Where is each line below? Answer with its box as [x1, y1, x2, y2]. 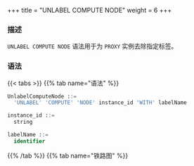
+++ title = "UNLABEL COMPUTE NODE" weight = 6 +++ [7, 6, 172, 14]
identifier [13, 137, 46, 145]
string [13, 119, 33, 126]
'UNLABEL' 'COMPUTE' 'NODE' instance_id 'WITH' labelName [13, 99, 188, 106]
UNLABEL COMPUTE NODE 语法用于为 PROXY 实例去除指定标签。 [7, 42, 178, 51]
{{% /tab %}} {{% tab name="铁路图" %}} [7, 151, 129, 160]
